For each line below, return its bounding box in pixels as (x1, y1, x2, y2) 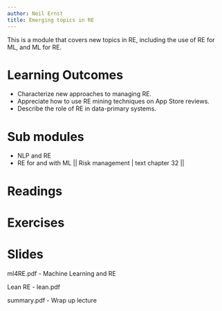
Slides (7, 246, 44, 262)
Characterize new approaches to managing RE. (17, 90, 152, 98)
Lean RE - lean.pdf (7, 283, 61, 291)
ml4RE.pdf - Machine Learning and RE (7, 269, 116, 277)
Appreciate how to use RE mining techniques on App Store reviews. (17, 97, 210, 106)
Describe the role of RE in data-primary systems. (17, 104, 157, 113)
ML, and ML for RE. (7, 43, 62, 51)
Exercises (7, 215, 65, 230)
